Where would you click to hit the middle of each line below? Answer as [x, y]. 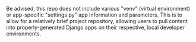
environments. [24, 34]
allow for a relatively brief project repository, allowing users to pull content [97, 21]
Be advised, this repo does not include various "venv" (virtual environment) [98, 9]
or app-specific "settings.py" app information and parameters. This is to [94, 15]
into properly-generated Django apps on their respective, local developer [96, 27]
